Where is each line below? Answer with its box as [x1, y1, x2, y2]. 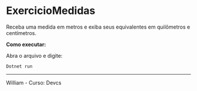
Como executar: [6, 41, 46, 48]
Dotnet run [6, 63, 33, 69]
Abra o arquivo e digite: [6, 52, 63, 59]
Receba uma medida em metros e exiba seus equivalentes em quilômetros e [6, 23, 191, 30]
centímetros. [6, 29, 37, 36]
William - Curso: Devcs [6, 79, 62, 86]
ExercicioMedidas [6, 4, 96, 17]
